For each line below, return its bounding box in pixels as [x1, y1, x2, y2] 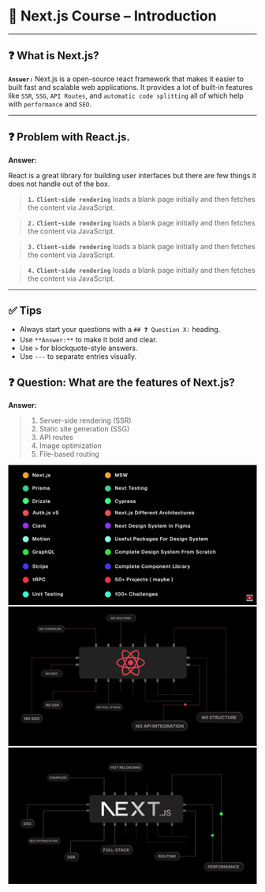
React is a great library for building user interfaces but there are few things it [8, 170, 256, 180]
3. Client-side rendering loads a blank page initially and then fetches [27, 241, 256, 251]
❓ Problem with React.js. [8, 130, 130, 144]
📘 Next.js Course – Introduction [8, 7, 217, 25]
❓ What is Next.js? [8, 49, 99, 62]
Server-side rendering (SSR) [39, 416, 132, 425]
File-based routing [39, 450, 100, 459]
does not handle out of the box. [8, 179, 110, 188]
